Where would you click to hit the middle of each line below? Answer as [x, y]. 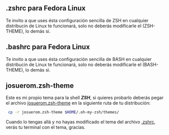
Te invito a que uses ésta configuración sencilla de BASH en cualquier [79, 59]
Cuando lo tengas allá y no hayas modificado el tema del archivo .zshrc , [81, 122]
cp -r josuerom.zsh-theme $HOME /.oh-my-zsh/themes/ [64, 112]
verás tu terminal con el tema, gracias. [46, 127]
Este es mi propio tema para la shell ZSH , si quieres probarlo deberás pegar [85, 98]
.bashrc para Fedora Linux [48, 47]
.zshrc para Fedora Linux [46, 8]
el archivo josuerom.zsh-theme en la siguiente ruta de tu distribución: [78, 103]
